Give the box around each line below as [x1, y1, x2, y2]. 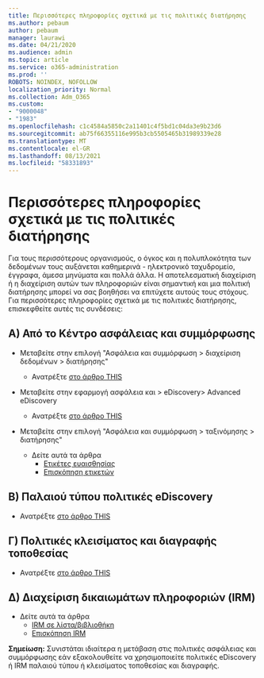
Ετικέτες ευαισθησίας [43, 458, 116, 468]
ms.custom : [8, 100, 44, 108]
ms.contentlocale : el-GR [8, 144, 90, 152]
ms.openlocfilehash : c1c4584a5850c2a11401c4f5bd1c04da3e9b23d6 [8, 122, 222, 130]
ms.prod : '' [8, 71, 48, 79]
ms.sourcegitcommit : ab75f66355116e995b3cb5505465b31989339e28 [8, 129, 222, 137]
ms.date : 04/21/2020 [8, 41, 77, 49]
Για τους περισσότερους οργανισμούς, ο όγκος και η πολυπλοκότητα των [8, 253, 251, 263]
